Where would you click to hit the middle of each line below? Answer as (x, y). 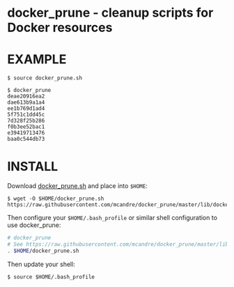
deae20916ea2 (26, 96)
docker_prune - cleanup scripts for (110, 13)
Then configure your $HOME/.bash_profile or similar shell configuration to (112, 218)
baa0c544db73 (26, 139)
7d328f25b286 (26, 121)
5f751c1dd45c (26, 115)
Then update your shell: (41, 264)
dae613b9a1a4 (26, 102)
